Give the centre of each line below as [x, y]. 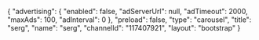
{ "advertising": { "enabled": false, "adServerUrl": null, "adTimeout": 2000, [128, 11]
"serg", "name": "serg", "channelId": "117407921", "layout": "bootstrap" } [124, 28]
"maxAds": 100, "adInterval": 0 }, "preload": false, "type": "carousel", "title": [129, 20]
